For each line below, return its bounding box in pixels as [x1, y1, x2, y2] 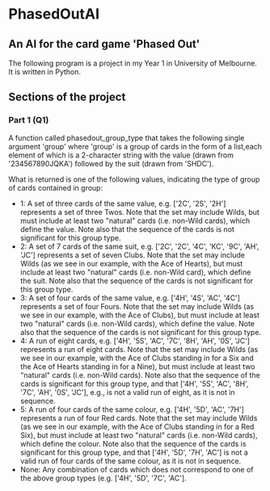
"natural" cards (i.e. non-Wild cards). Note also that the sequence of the [19, 370, 260, 380]
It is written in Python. [8, 67, 82, 77]
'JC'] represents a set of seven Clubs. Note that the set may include [19, 250, 245, 259]
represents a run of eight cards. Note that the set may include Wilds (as [19, 344, 259, 354]
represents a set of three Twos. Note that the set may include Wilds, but [19, 207, 260, 216]
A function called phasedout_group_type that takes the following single [8, 132, 245, 142]
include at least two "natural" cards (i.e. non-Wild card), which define [19, 267, 251, 277]
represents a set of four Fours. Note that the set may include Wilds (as [19, 301, 255, 311]
